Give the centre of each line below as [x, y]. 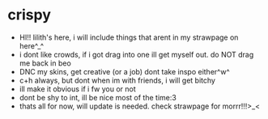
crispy [30, 15]
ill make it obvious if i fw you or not [78, 89]
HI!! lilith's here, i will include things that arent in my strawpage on [129, 37]
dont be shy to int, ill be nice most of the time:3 [98, 97]
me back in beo [45, 63]
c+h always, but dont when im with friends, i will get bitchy [117, 80]
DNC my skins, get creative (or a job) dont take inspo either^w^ [124, 71]
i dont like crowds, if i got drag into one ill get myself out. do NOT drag [136, 54]
